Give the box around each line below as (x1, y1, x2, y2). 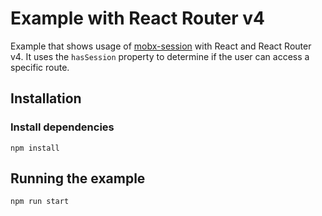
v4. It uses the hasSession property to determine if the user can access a (10, 50, 310, 62)
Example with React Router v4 (10, 7, 266, 30)
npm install (10, 143, 60, 153)
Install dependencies (10, 120, 115, 134)
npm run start (10, 197, 70, 207)
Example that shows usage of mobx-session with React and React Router (10, 40, 312, 52)
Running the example (10, 170, 146, 187)
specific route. (10, 61, 70, 73)
